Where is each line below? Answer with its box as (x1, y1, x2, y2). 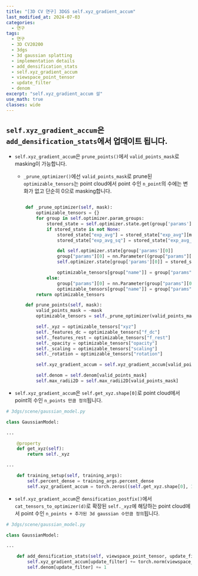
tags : (6, 31, 19, 37)
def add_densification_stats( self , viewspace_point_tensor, (16, 554, 167, 559)
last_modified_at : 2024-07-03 (6, 14, 81, 20)
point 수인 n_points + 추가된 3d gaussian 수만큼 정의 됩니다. (21, 509, 160, 516)
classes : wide (6, 101, 41, 108)
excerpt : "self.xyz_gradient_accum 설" (6, 91, 103, 97)
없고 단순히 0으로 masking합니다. (34, 187, 112, 195)
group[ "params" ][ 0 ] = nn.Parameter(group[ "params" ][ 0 (57, 281, 192, 287)
